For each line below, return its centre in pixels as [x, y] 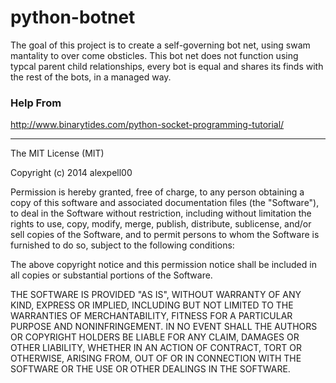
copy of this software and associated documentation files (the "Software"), [165, 203]
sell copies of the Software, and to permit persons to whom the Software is [165, 235]
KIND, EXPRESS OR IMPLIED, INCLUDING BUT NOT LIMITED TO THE [152, 305]
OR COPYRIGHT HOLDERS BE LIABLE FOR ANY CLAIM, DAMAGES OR [155, 337]
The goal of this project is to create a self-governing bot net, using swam [160, 45]
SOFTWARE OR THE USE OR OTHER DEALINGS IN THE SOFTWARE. [150, 369]
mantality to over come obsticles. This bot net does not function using [154, 55]
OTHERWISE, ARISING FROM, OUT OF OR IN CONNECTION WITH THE [156, 358]
